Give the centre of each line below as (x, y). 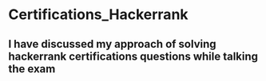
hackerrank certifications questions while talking (133, 56)
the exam (32, 69)
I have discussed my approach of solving (113, 44)
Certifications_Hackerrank (99, 15)
